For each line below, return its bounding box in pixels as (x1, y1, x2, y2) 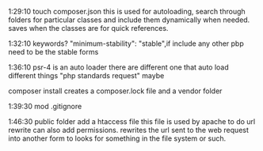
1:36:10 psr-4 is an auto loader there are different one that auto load (8, 62, 230, 72)
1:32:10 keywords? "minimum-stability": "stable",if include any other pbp (8, 39, 244, 48)
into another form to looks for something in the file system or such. (8, 134, 227, 143)
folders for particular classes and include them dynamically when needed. (8, 15, 250, 25)
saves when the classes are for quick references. (8, 24, 169, 32)
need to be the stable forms (8, 47, 99, 56)
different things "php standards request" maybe (8, 71, 165, 80)
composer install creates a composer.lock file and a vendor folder (8, 86, 223, 96)
